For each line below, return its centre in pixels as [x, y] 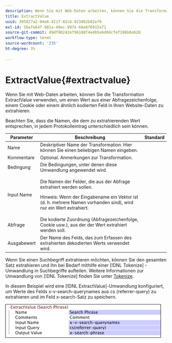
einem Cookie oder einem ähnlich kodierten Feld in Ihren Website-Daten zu [84, 105]
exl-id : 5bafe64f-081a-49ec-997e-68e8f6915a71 [56, 27]
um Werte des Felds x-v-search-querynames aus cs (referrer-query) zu [81, 292]
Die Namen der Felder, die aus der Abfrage [85, 181]
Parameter [21, 137]
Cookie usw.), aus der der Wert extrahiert [83, 225]
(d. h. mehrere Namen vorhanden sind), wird [87, 203]
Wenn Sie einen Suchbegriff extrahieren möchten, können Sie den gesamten [86, 260]
